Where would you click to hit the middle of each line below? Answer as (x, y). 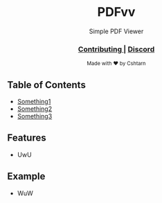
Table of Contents (47, 85)
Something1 (34, 102)
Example (26, 176)
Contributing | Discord (116, 49)
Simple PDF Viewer (116, 31)
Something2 (35, 109)
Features (27, 138)
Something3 (35, 116)
